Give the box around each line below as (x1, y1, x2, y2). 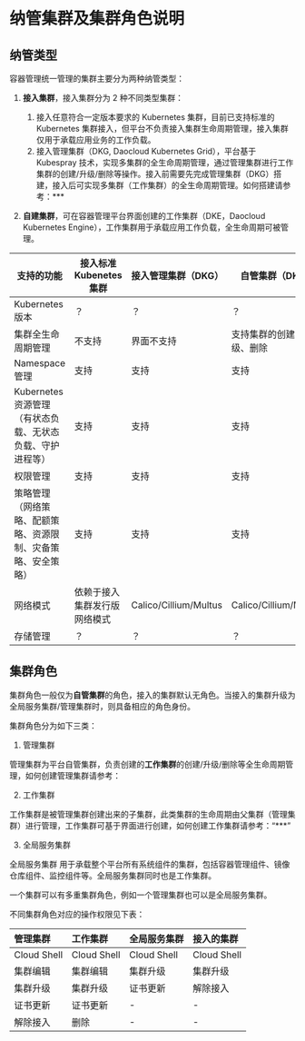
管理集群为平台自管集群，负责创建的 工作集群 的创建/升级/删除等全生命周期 (9, 758, 286, 769)
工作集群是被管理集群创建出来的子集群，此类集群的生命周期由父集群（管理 (9, 808, 288, 819)
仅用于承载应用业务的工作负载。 (35, 134, 156, 145)
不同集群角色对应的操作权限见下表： (9, 908, 145, 919)
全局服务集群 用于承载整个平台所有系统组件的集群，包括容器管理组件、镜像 (9, 858, 290, 869)
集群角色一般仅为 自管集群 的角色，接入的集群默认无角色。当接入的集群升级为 (9, 689, 296, 700)
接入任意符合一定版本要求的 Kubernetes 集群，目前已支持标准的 (35, 112, 275, 123)
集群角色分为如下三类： (9, 719, 97, 731)
